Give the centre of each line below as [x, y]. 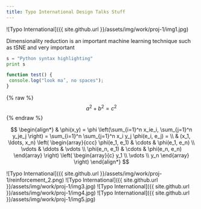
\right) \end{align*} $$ [101, 162]
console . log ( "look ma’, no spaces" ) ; [56, 81]
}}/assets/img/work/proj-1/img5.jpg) [51, 199]
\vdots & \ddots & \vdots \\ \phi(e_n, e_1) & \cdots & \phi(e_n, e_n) [101, 148]
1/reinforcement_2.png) [35, 180]
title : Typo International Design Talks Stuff [66, 12]
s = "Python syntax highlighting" [50, 58]
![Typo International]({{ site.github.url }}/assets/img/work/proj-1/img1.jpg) [97, 29]
